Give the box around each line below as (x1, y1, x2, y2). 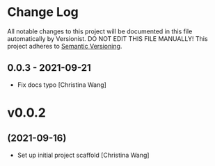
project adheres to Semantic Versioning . (7, 42, 122, 50)
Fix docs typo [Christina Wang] (17, 81, 106, 89)
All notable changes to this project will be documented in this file (7, 27, 193, 35)
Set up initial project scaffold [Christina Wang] (17, 151, 150, 159)
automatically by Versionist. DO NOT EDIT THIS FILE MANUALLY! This (7, 34, 208, 42)
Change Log (7, 4, 79, 20)
